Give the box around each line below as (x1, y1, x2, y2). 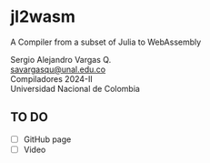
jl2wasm (10, 6, 76, 27)
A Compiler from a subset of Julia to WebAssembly (10, 36, 202, 47)
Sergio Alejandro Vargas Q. (10, 54, 112, 65)
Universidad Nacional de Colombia (10, 83, 140, 94)
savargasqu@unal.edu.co (10, 64, 106, 75)
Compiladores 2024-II (10, 73, 94, 84)
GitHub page (23, 134, 72, 145)
